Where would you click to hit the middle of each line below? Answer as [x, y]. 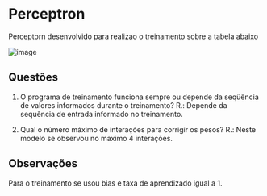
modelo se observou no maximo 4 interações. [96, 138]
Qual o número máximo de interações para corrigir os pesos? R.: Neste [138, 129]
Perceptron [47, 14]
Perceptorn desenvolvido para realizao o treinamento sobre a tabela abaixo [133, 36]
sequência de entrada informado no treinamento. [101, 114]
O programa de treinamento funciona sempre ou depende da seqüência [140, 97]
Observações [43, 163]
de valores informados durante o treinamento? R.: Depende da [123, 105]
